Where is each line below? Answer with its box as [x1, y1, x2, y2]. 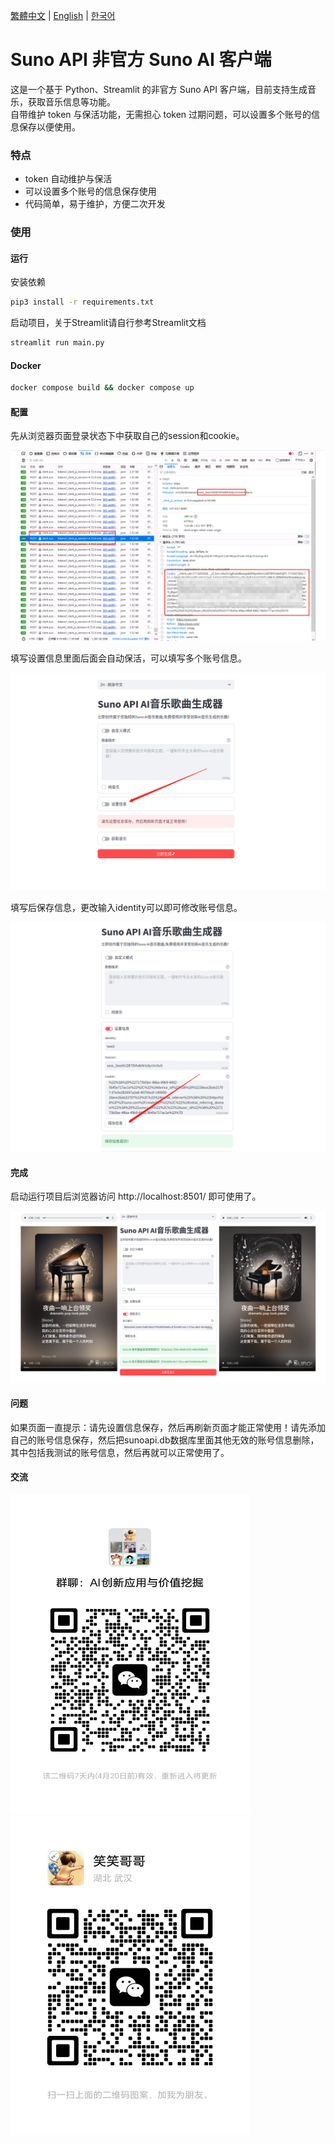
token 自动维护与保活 [24, 173, 113, 185]
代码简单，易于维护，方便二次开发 [24, 198, 166, 210]
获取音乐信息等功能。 [27, 95, 116, 108]
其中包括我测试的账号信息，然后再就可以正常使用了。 [10, 1446, 230, 1458]
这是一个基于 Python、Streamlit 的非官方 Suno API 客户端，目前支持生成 [10, 83, 308, 95]
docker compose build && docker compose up [10, 383, 195, 393]
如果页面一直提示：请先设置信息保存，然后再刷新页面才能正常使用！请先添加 [10, 1421, 326, 1433]
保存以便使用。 [18, 120, 81, 133]
